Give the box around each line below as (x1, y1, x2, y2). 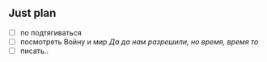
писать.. (19, 46, 49, 56)
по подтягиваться (19, 27, 83, 37)
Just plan (8, 6, 57, 20)
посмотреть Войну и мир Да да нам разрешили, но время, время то (19, 36, 259, 47)
